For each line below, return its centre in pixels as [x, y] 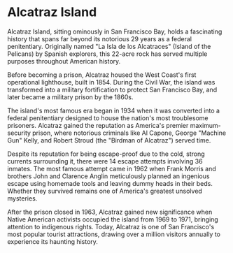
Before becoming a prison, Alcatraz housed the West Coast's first [102, 75]
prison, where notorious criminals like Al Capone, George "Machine [129, 133]
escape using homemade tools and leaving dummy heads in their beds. [110, 183]
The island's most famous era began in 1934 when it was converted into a [114, 110]
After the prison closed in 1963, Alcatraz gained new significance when [110, 212]
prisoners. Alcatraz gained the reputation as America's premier [98, 125]
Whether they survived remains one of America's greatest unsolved [105, 191]
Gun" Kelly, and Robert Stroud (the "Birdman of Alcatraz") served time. [109, 140]
